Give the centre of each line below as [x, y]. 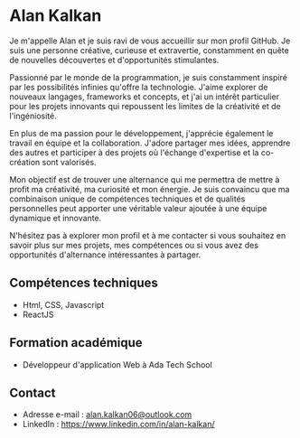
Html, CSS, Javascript [63, 304]
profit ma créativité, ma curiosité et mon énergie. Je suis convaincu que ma [150, 189]
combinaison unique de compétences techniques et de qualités [127, 199]
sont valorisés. [69, 162]
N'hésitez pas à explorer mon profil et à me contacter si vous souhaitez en [148, 235]
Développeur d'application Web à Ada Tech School [117, 364]
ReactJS [38, 314]
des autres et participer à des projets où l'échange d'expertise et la [134, 152]
